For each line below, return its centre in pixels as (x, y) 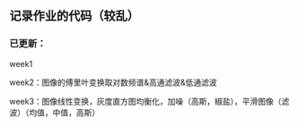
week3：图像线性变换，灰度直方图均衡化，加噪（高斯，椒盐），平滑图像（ (145, 101)
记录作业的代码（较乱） (74, 16)
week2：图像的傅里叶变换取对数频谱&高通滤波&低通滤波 (113, 82)
